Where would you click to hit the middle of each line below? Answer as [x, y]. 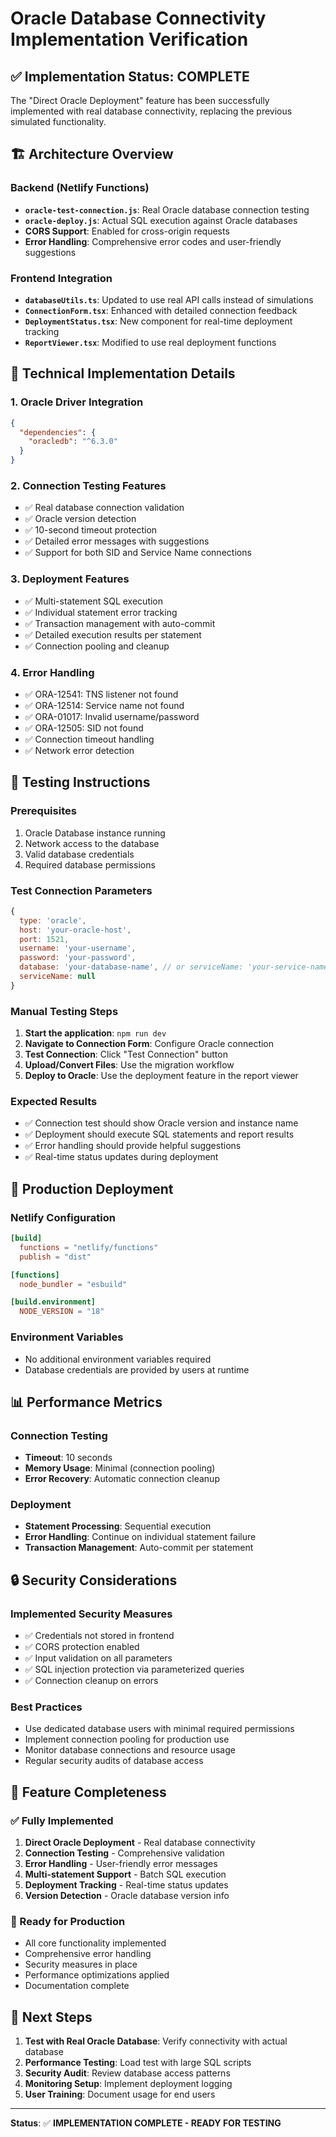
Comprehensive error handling [88, 1954]
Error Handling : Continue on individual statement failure [140, 1537]
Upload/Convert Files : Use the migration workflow [129, 1065]
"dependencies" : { [58, 432]
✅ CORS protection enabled [82, 1647]
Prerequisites [43, 811]
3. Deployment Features [70, 579]
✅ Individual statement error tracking [101, 612]
